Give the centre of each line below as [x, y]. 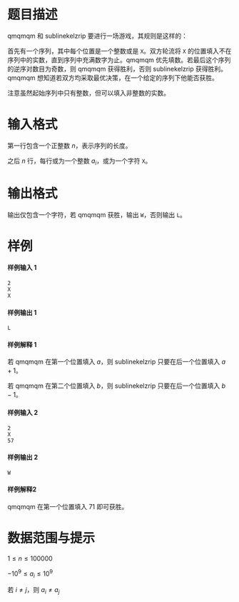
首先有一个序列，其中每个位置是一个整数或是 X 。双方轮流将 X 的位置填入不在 [119, 51]
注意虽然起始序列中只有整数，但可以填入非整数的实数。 [88, 93]
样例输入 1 [22, 268]
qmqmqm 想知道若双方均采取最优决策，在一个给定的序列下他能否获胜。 [113, 77]
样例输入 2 [23, 412]
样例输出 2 [23, 457]
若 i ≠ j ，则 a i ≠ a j [34, 591]
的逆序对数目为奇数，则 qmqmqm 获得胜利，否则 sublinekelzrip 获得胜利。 [117, 69]
